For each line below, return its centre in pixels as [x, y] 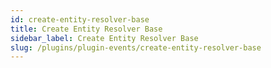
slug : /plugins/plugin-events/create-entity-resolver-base [136, 47]
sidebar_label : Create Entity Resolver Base [104, 38]
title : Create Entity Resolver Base [86, 29]
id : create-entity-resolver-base [80, 19]
